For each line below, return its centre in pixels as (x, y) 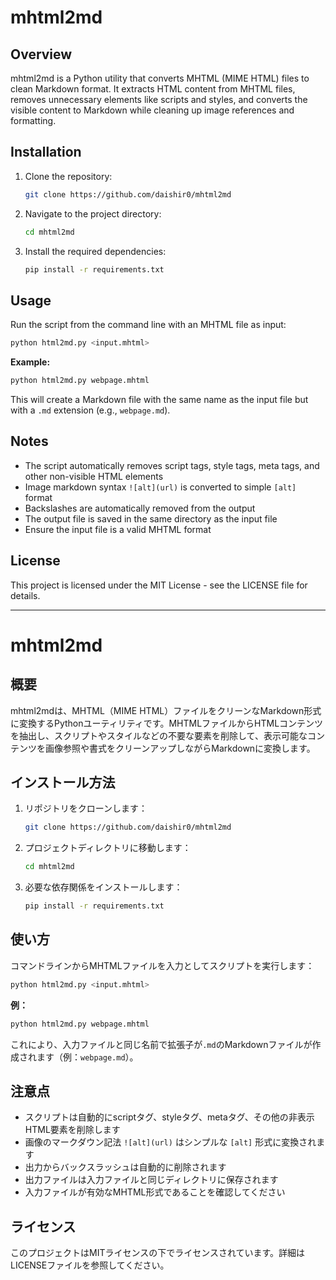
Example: (30, 362)
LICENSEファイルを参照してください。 (90, 1265)
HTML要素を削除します (72, 1130)
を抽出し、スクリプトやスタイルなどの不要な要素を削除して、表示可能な (159, 735)
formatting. (33, 120)
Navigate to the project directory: (93, 213)
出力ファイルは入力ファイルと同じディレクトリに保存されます (151, 1180)
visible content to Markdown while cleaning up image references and (152, 110)
